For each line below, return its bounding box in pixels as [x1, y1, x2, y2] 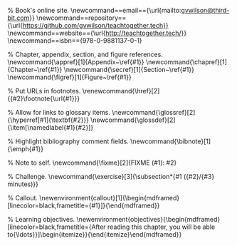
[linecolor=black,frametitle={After [7, 222, 106, 231]
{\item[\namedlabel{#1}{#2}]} [7, 123, 94, 131]
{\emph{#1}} [7, 145, 44, 153]
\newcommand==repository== [36, 14, 127, 22]
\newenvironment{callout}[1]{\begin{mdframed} [38, 194, 180, 202]
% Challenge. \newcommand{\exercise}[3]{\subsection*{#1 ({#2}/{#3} [7, 173, 215, 180]
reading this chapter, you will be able [107, 222, 216, 231]
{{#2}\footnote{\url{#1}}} [7, 94, 80, 103]
